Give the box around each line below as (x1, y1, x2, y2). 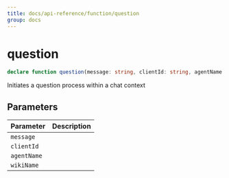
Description (51, 122, 91, 131)
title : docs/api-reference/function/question (7, 10, 139, 17)
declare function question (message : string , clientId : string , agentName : (7, 69, 226, 76)
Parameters (7, 101, 58, 113)
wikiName (10, 162, 39, 169)
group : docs (7, 16, 41, 23)
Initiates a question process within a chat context (7, 81, 146, 89)
